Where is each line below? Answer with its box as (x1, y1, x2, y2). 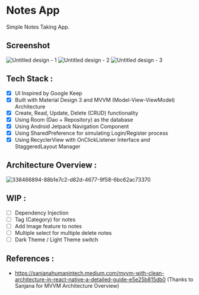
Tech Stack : (6, 74, 53, 84)
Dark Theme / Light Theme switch (14, 236, 99, 243)
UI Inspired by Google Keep (14, 89, 83, 97)
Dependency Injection (14, 209, 69, 216)
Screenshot (6, 41, 50, 51)
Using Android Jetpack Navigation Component (14, 123, 129, 130)
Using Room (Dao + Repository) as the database (14, 116, 134, 123)
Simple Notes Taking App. (6, 23, 70, 30)
